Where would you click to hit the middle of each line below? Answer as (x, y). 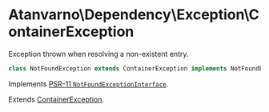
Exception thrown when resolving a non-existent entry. (98, 54)
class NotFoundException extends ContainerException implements (118, 68)
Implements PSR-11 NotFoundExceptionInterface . (88, 84)
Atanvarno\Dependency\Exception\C (134, 15)
